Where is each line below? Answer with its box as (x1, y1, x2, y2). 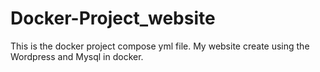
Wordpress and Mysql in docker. (10, 50, 144, 62)
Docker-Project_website (10, 7, 216, 30)
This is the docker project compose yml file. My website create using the (10, 40, 310, 52)
